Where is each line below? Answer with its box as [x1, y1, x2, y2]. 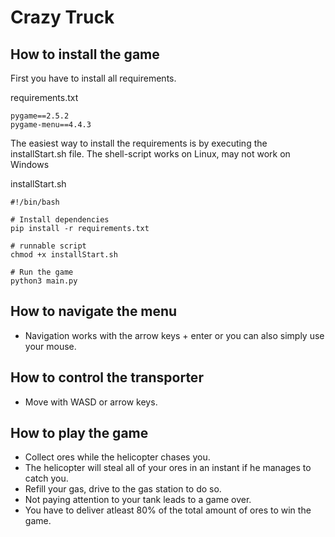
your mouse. [24, 340, 77, 352]
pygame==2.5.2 [10, 111, 70, 121]
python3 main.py [10, 276, 78, 286]
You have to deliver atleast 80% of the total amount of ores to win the [24, 504, 312, 516]
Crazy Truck [10, 6, 115, 29]
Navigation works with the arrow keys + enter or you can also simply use [24, 329, 325, 341]
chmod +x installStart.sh [10, 250, 118, 260]
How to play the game [10, 425, 149, 442]
